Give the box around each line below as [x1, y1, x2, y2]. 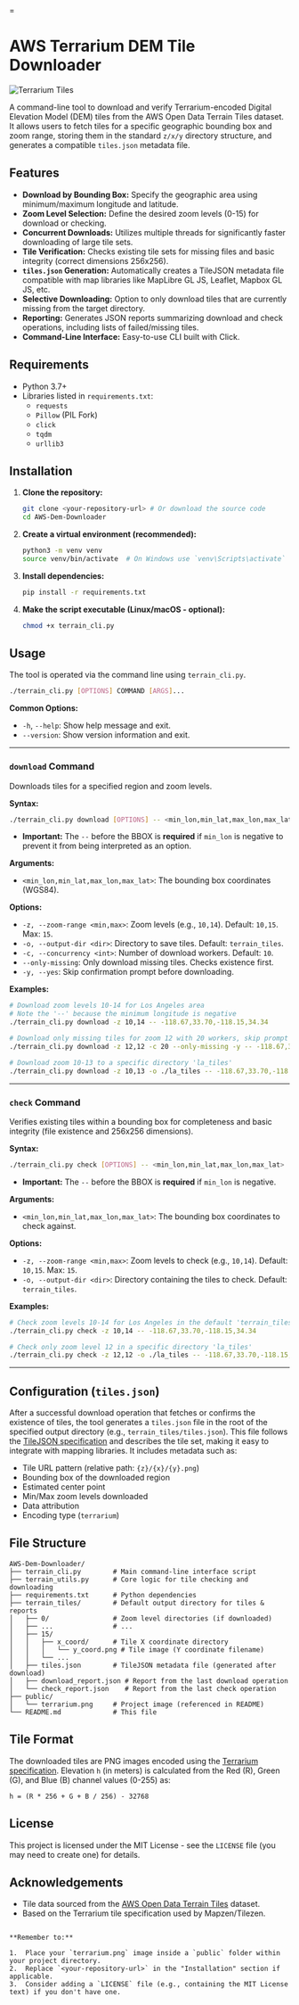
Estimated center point [21, 1481, 106, 1492]
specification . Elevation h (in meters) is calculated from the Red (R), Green [9, 1765, 280, 1776]
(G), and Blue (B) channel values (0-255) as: [9, 1774, 171, 1785]
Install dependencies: [21, 570, 105, 581]
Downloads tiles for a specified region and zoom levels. [9, 780, 213, 791]
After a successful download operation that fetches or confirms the [9, 1407, 256, 1418]
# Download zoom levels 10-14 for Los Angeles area [9, 1001, 205, 1011]
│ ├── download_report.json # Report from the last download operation [9, 1676, 289, 1686]
